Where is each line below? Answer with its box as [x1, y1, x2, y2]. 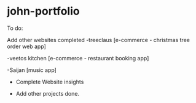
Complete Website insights [15, 78, 84, 85]
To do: [7, 24, 23, 32]
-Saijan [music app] [7, 66, 57, 74]
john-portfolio [7, 4, 80, 18]
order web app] [7, 43, 47, 50]
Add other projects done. [15, 90, 79, 97]
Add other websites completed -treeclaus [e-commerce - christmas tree [7, 36, 190, 43]
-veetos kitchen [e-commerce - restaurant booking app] [7, 54, 149, 62]
